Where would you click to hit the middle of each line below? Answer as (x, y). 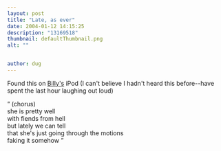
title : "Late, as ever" (41, 20)
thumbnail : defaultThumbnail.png (55, 39)
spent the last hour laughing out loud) (60, 91)
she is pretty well (31, 111)
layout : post (26, 13)
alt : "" (18, 45)
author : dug (24, 64)
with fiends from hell (36, 118)
